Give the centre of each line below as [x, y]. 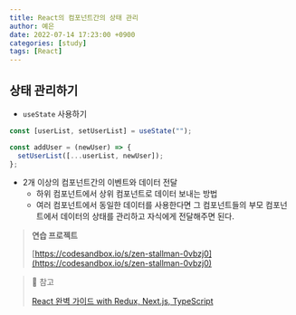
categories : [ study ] [48, 43]
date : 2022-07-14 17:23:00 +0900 [72, 34]
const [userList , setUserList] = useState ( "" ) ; [101, 131]
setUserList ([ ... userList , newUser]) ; [91, 156]
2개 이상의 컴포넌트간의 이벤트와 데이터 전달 [100, 183]
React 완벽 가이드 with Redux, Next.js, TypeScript [122, 301]
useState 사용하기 [55, 113]
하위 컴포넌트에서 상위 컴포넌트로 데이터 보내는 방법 [127, 194]
